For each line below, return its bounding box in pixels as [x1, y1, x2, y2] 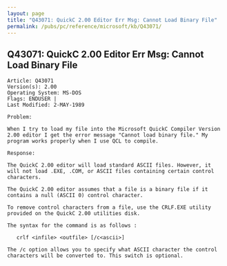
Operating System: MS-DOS [7, 90, 81, 96]
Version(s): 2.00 [7, 83, 57, 90]
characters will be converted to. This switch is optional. [7, 252, 184, 259]
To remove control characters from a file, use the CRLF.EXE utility [7, 204, 212, 211]
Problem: [7, 114, 32, 121]
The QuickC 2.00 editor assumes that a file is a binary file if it [7, 186, 208, 193]
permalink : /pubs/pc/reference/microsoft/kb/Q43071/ [7, 23, 162, 30]
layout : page [7, 10, 45, 17]
